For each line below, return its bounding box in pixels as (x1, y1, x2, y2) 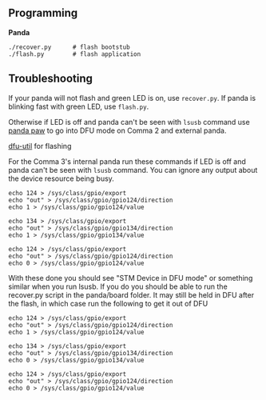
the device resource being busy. (8, 174, 114, 183)
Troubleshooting (8, 72, 93, 86)
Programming (8, 6, 78, 20)
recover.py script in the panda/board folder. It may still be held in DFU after (8, 290, 254, 299)
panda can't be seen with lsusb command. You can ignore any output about (8, 165, 258, 174)
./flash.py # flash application (8, 50, 141, 58)
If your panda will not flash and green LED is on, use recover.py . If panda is (8, 93, 256, 102)
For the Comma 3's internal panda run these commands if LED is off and (8, 156, 246, 166)
